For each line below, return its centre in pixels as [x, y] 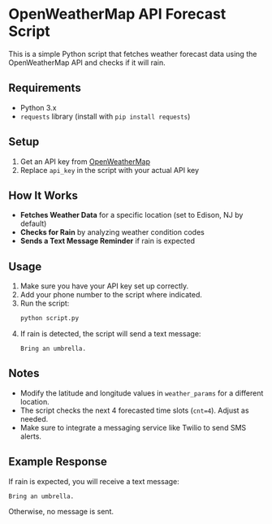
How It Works [43, 195]
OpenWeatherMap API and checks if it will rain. [87, 63]
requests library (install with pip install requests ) [105, 116]
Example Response [58, 462]
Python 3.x [38, 107]
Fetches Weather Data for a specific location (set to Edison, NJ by [132, 215]
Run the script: [45, 303]
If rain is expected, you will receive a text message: [94, 481]
